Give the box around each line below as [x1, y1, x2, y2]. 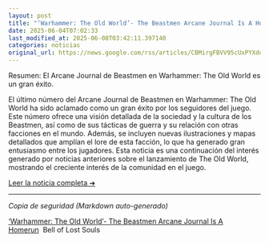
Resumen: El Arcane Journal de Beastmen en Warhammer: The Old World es [8, 71, 261, 80]
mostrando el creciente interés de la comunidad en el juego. [8, 163, 207, 172]
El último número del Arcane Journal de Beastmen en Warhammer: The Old [8, 95, 256, 104]
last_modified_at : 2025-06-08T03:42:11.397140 [8, 34, 167, 42]
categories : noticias [8, 42, 81, 50]
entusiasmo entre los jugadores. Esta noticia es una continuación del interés [8, 145, 259, 155]
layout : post [8, 11, 52, 20]
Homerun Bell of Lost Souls [8, 225, 101, 234]
